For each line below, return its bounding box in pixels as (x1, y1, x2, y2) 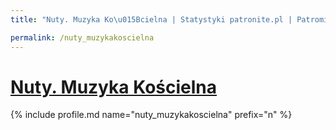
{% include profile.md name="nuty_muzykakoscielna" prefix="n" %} (10, 109, 293, 121)
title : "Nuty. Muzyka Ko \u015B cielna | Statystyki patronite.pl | (10, 14, 293, 25)
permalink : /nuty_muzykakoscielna (10, 32, 155, 43)
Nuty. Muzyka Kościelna (10, 76, 218, 98)
